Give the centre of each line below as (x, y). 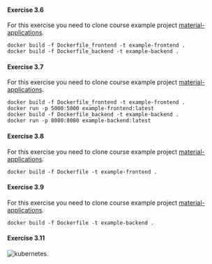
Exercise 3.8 (25, 136)
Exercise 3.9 (25, 187)
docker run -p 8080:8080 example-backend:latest (79, 121)
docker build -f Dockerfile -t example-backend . (81, 223)
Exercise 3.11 (26, 238)
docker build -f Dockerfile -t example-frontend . (82, 172)
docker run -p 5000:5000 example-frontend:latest (81, 109)
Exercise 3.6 (25, 10)
